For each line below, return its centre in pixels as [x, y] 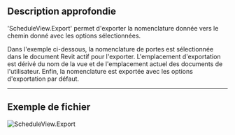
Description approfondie [62, 11]
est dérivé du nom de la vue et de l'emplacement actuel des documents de [115, 64]
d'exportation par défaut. [43, 79]
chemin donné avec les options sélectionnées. [74, 35]
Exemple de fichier [49, 107]
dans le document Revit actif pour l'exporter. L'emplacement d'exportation [114, 56]
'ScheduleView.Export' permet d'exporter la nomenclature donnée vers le [113, 28]
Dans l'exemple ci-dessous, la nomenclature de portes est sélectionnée [111, 49]
